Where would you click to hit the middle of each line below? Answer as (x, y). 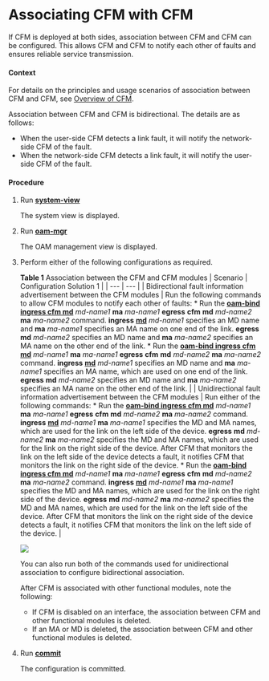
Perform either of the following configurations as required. (116, 262)
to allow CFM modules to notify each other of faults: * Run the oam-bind (140, 303)
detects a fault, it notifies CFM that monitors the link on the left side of (135, 525)
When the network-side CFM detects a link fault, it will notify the (126, 156)
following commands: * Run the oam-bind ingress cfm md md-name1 (135, 406)
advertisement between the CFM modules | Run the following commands (141, 295)
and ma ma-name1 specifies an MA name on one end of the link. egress (139, 329)
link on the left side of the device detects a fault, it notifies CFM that (132, 457)
